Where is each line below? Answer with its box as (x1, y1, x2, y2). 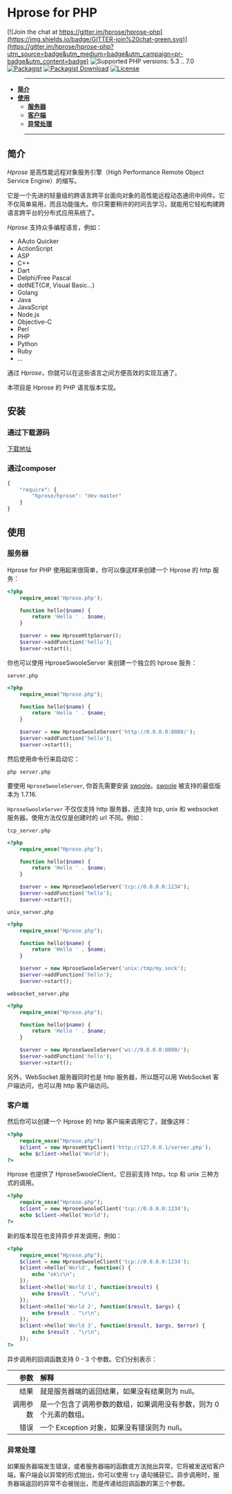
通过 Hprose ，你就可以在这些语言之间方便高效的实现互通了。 (7, 368, 181, 377)
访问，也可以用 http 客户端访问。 (19, 1081, 113, 1089)
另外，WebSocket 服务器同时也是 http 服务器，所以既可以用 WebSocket (7, 1072, 212, 1081)
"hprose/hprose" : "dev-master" (32, 492, 122, 500)
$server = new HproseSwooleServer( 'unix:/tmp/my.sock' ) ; (19, 965, 187, 972)
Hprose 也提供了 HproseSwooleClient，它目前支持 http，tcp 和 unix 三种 (7, 1170, 213, 1178)
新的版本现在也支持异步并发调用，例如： (7, 1231, 122, 1240)
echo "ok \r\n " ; (32, 1271, 76, 1278)
